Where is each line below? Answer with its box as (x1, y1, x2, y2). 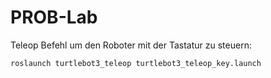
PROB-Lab (10, 6, 98, 29)
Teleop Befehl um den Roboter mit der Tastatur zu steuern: (10, 39, 252, 51)
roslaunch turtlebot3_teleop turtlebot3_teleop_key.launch (10, 58, 262, 68)
